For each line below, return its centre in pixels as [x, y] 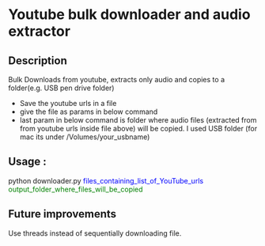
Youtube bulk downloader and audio [129, 15]
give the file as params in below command [89, 112]
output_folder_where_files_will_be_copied [76, 189]
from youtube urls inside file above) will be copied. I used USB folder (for [138, 129]
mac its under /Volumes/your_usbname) [85, 137]
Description [38, 61]
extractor [40, 31]
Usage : [28, 162]
